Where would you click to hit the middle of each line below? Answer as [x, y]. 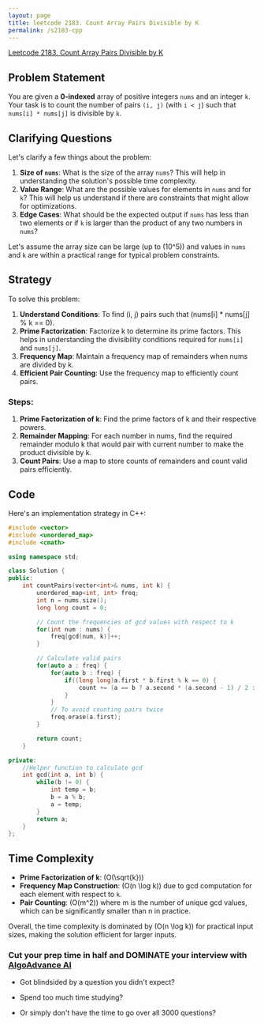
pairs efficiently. [46, 469]
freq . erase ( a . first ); [86, 717]
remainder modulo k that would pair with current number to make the [132, 444]
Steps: [21, 401]
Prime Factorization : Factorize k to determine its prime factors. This [130, 331]
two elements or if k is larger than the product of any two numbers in [131, 223]
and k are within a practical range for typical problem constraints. [114, 255]
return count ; [59, 739]
